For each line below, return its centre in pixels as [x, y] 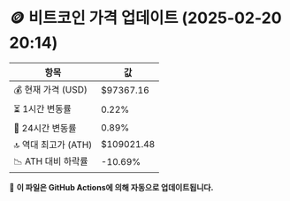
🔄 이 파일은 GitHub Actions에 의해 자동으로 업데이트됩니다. [111, 187]
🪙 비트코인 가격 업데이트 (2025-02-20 [145, 18]
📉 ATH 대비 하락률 [51, 161]
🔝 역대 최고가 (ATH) [53, 145]
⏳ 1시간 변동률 [43, 108]
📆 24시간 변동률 [45, 128]
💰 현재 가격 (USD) [51, 89]
